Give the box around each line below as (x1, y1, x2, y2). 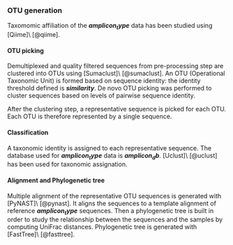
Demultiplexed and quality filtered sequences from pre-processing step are (7, 62, 224, 70)
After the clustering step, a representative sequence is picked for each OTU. (7, 105, 227, 113)
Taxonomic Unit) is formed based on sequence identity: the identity (7, 77, 201, 85)
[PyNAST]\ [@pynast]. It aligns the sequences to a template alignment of (7, 199, 216, 207)
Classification (7, 128, 49, 136)
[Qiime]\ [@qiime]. (7, 31, 61, 39)
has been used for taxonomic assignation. (7, 160, 128, 168)
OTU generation (7, 6, 63, 15)
